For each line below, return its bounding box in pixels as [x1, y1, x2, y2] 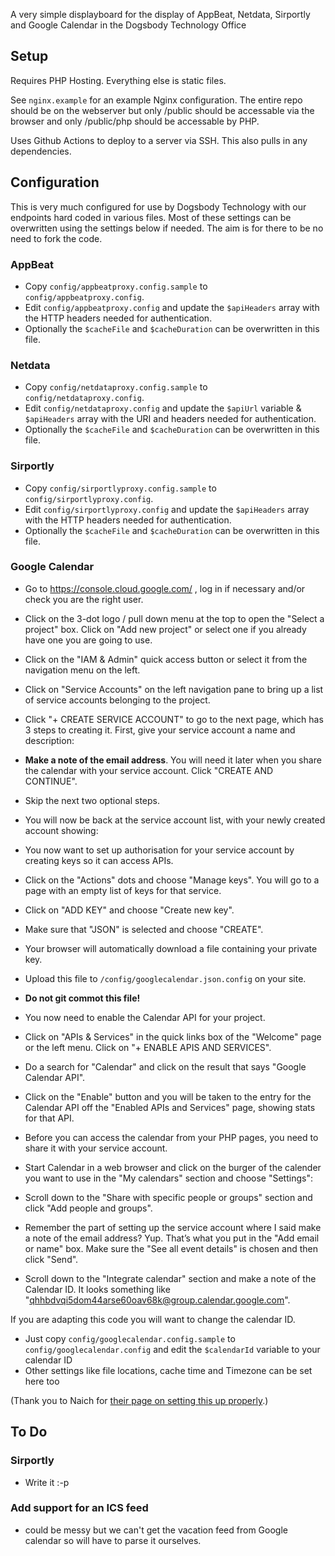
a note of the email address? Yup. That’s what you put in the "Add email [24, 1232, 320, 1244]
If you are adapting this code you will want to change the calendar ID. [10, 1313, 296, 1325]
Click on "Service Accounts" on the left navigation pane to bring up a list [24, 683, 324, 695]
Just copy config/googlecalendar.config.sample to [24, 1332, 236, 1344]
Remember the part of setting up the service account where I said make [24, 1221, 322, 1233]
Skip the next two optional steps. [24, 794, 160, 806]
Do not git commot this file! [24, 992, 141, 1004]
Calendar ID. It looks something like [24, 1283, 171, 1295]
